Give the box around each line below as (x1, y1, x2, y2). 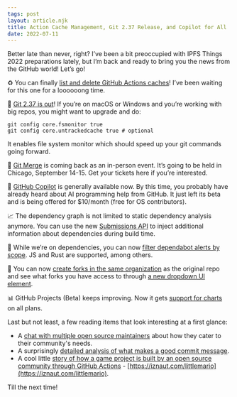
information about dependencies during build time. (7, 229, 156, 238)
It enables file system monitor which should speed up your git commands (7, 140, 222, 148)
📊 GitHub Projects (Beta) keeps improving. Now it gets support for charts (7, 294, 222, 303)
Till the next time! (7, 383, 58, 391)
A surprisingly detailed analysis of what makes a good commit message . (17, 347, 229, 355)
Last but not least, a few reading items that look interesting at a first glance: (7, 317, 228, 327)
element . (7, 280, 33, 288)
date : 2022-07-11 (7, 30, 59, 38)
